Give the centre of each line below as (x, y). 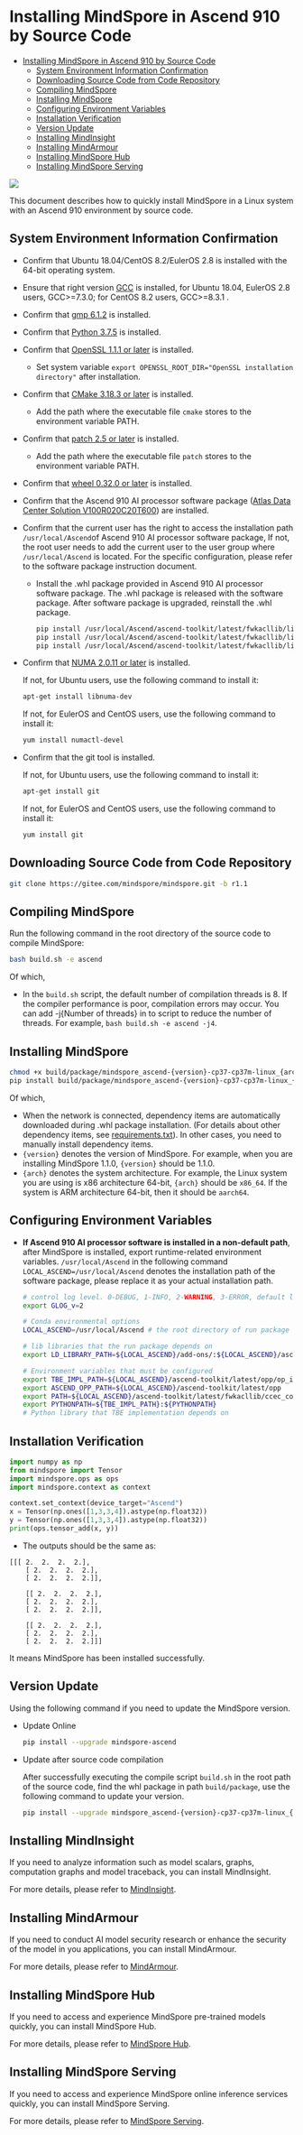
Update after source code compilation (93, 1759)
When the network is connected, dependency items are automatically (151, 1115)
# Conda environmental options (81, 1322)
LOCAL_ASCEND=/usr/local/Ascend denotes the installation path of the (149, 1271)
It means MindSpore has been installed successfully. (107, 1658)
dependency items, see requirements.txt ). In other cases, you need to (152, 1134)
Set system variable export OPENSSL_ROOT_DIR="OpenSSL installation (165, 366)
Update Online (49, 1725)
